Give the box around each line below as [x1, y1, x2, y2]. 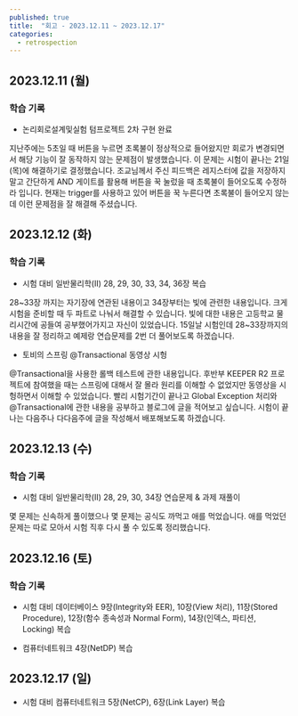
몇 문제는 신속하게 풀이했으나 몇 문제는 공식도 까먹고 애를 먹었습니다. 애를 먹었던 [9, 511, 287, 522]
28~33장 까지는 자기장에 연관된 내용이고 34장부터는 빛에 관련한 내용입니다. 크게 [9, 297, 288, 307]
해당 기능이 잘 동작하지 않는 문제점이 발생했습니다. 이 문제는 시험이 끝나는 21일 [18, 153, 290, 165]
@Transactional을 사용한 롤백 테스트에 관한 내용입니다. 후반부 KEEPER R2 [9, 368, 269, 378]
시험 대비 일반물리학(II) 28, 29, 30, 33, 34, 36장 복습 [21, 278, 207, 289]
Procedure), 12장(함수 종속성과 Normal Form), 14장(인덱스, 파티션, [21, 613, 256, 623]
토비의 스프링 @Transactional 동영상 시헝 [21, 349, 167, 360]
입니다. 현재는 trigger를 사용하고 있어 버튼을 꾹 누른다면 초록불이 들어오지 [18, 187, 273, 198]
